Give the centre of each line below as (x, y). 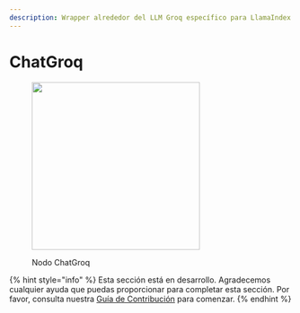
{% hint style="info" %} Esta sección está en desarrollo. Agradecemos (140, 280)
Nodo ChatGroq (61, 262)
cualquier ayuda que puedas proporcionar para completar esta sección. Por (150, 289)
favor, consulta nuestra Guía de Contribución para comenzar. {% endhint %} (150, 299)
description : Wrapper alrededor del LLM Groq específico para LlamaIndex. (152, 17)
